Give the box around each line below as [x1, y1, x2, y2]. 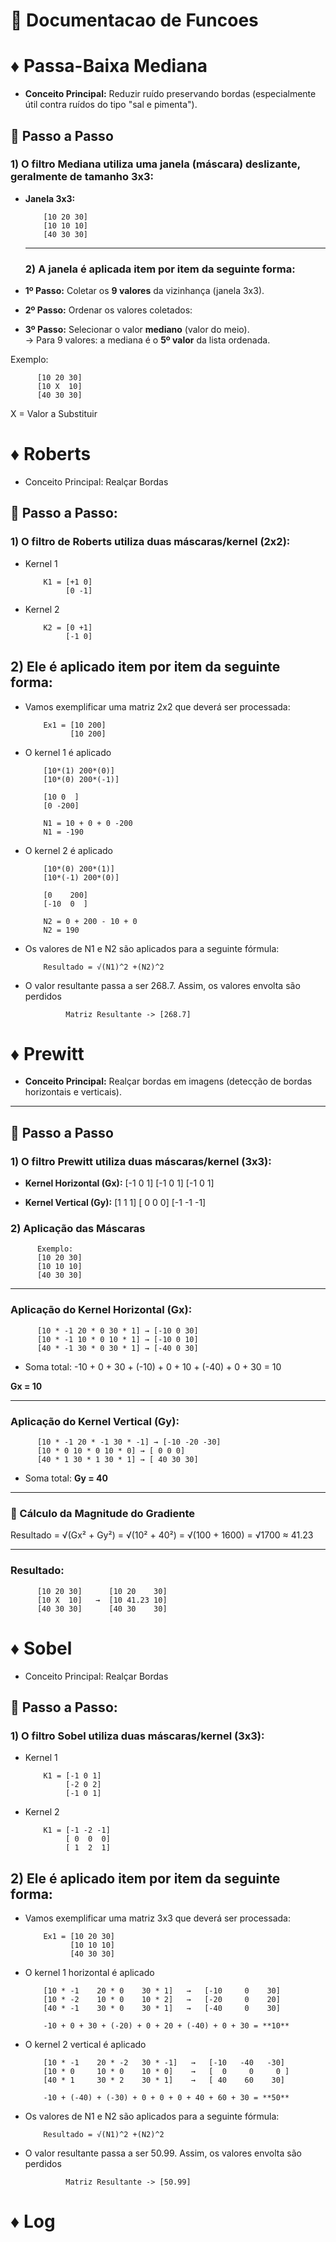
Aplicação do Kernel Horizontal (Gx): [10, 1303, 193, 1317]
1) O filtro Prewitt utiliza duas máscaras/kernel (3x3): [10, 1154, 272, 1168]
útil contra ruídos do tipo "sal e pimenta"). [24, 99, 198, 111]
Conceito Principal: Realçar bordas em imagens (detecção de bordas [24, 1075, 313, 1088]
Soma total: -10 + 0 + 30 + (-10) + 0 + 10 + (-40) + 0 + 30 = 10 [24, 1360, 282, 1373]
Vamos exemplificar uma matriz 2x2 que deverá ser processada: [24, 700, 291, 713]
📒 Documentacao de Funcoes [10, 9, 259, 32]
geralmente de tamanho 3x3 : [10, 170, 155, 184]
